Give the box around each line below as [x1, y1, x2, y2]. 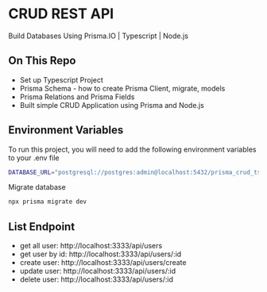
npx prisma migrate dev [8, 198, 87, 206]
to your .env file [8, 152, 60, 163]
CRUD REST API [8, 5, 114, 23]
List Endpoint [8, 220, 75, 233]
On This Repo [8, 54, 76, 67]
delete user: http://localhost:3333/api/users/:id [19, 275, 173, 284]
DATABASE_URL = [8, 168, 56, 176]
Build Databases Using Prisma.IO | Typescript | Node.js [8, 31, 189, 40]
